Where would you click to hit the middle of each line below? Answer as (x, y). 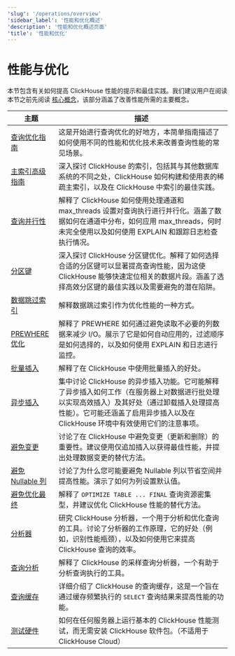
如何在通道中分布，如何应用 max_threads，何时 (143, 221)
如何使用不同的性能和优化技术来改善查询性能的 (136, 143)
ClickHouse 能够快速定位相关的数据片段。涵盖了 (138, 277)
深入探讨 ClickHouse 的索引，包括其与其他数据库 (138, 167)
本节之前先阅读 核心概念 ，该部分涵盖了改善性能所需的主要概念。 (100, 99)
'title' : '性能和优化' (38, 33)
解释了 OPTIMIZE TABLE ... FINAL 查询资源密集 (135, 494)
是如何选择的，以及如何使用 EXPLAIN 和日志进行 (138, 345)
